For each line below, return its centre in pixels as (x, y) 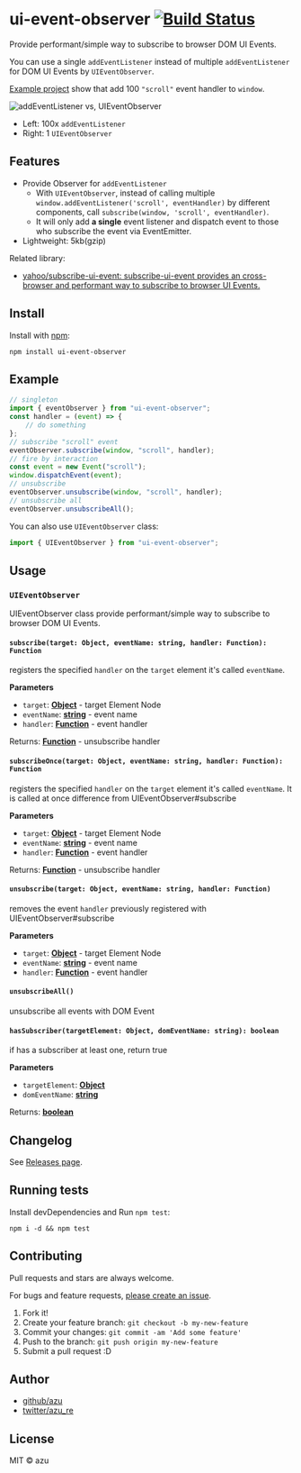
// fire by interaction (54, 459)
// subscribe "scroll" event (64, 441)
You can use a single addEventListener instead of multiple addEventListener (150, 61)
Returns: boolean (42, 1112)
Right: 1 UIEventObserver (67, 133)
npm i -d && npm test (50, 1228)
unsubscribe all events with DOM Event (82, 1011)
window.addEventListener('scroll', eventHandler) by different (153, 202)
